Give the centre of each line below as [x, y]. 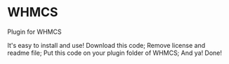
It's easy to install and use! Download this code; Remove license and [106, 45]
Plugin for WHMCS [34, 32]
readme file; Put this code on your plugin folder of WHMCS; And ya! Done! [115, 53]
